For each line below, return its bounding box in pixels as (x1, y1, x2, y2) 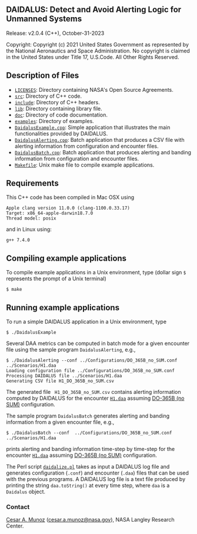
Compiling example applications (6, 253, 127, 263)
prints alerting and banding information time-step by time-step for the (6, 446, 175, 453)
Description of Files (6, 71, 79, 81)
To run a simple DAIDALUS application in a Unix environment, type (6, 318, 166, 326)
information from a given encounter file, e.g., (6, 419, 115, 426)
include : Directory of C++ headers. (14, 98, 100, 105)
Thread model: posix (6, 215, 57, 221)
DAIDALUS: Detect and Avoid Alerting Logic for (6, 5, 182, 15)
